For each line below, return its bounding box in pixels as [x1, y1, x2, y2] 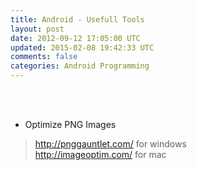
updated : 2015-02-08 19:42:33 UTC [10, 42, 155, 53]
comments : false [10, 52, 78, 62]
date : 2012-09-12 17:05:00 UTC [10, 33, 141, 43]
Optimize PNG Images [24, 119, 117, 130]
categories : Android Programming [10, 61, 150, 71]
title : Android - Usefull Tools [10, 14, 145, 25]
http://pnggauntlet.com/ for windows [34, 138, 187, 150]
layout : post [10, 24, 65, 34]
